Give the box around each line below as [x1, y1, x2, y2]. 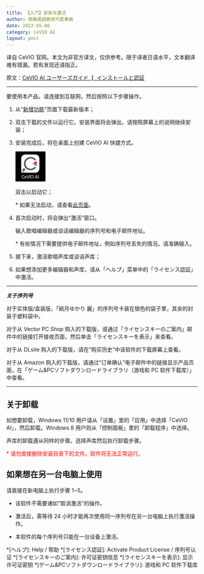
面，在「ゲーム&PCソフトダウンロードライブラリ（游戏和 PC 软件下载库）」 [6, 366, 195, 374]
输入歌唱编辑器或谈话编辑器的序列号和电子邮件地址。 [15, 227, 149, 234]
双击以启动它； [15, 188, 53, 196]
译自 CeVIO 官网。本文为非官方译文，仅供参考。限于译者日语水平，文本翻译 [6, 53, 195, 61]
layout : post [6, 35, 39, 42]
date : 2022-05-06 [6, 22, 50, 29]
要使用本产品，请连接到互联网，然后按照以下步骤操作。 [6, 93, 144, 100]
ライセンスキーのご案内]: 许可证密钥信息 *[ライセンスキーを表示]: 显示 [18, 553, 193, 561]
